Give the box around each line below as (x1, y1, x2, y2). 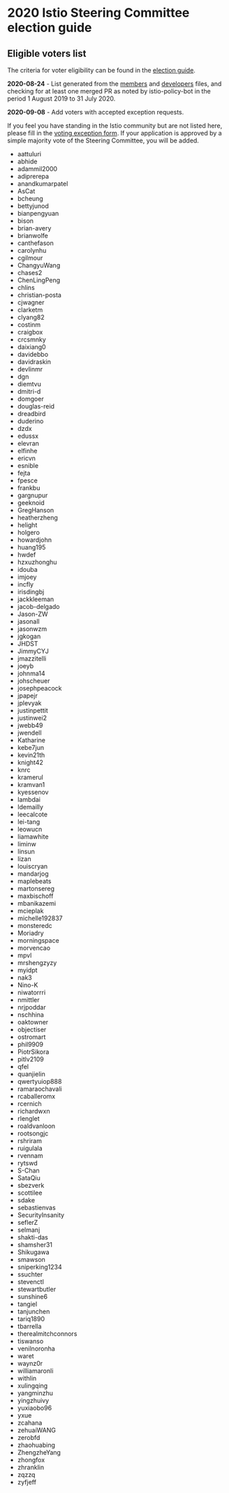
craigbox (17, 328, 43, 336)
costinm (17, 321, 41, 329)
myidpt (17, 966, 38, 974)
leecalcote (17, 810, 47, 818)
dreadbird (17, 410, 46, 418)
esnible (17, 462, 39, 469)
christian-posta (17, 291, 61, 299)
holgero (17, 529, 40, 536)
